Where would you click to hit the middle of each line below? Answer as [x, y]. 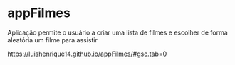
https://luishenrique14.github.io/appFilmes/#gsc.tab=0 [87, 54]
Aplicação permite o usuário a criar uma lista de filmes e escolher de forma [117, 32]
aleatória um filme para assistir [52, 40]
